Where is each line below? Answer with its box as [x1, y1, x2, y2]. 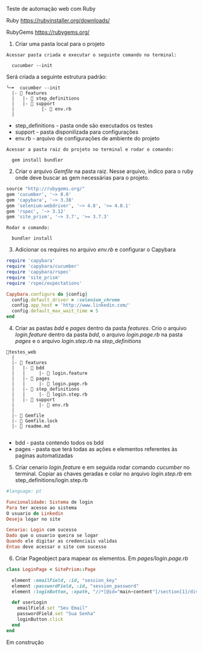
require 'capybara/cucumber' [6, 263, 80, 270]
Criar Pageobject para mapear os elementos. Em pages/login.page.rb [14, 555, 188, 562]
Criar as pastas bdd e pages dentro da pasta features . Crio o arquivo [14, 325, 187, 331]
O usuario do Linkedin [6, 510, 63, 517]
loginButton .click [17, 616, 63, 622]
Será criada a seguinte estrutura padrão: [6, 73, 107, 80]
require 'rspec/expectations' [6, 280, 83, 286]
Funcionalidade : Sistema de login [6, 499, 94, 505]
